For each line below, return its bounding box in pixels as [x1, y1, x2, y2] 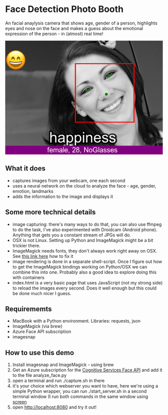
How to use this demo [5, 348, 74, 357]
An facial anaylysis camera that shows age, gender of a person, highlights [5, 20, 157, 26]
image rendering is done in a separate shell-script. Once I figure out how [12, 258, 162, 264]
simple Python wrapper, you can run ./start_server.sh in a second [12, 388, 147, 394]
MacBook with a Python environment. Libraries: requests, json [12, 318, 141, 324]
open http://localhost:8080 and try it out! [12, 404, 96, 410]
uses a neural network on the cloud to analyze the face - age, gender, [12, 182, 156, 188]
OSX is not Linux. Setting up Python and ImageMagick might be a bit [12, 237, 153, 243]
